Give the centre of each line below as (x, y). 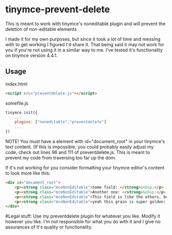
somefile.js (17, 103)
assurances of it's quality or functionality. (49, 227)
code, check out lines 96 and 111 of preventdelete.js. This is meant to (78, 152)
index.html (16, 84)
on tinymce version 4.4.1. (31, 55)
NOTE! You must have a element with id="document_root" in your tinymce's (85, 141)
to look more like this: (28, 173)
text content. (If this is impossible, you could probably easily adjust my (80, 147)
